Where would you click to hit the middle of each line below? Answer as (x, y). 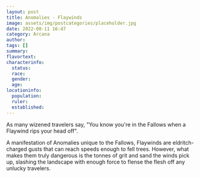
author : (16, 40)
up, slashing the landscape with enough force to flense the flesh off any (96, 162)
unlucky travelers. (29, 168)
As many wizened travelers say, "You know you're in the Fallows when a (96, 124)
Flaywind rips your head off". (42, 131)
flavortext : (21, 57)
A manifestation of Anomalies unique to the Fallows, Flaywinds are (89, 142)
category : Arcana (28, 34)
